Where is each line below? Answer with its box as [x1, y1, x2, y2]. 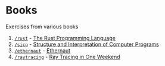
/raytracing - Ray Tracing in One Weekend [14, 53, 120, 60]
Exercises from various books [5, 23, 79, 30]
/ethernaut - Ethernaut [14, 47, 71, 54]
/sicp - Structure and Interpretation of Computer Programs [14, 41, 159, 48]
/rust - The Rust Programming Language [14, 34, 116, 41]
